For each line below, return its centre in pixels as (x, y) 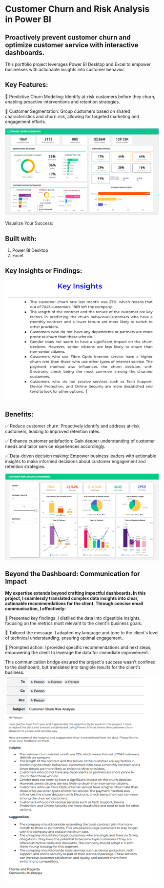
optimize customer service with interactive (72, 45)
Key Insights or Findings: (44, 271)
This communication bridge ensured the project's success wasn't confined (81, 662)
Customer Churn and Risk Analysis (77, 9)
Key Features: (27, 85)
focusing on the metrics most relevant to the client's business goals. (74, 624)
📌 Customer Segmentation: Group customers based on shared (68, 111)
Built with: (21, 238)
